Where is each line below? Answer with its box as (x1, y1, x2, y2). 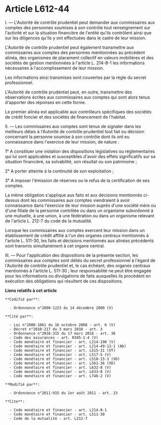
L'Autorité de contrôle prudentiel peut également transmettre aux (5, 44, 134, 50)
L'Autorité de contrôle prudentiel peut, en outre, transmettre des (5, 89, 132, 95)
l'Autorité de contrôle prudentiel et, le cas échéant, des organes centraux (5, 263, 151, 268)
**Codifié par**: (5, 297, 40, 302)
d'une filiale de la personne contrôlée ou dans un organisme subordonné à (5, 208, 154, 213)
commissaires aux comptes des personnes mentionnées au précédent (5, 50, 145, 55)
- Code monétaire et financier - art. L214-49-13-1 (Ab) (9, 344, 127, 349)
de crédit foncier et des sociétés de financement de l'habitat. (5, 114, 127, 120)
